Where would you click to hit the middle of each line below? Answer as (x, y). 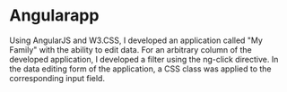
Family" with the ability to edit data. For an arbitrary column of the (131, 49)
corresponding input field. (57, 78)
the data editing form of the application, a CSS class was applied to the (140, 69)
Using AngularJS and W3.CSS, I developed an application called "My (136, 40)
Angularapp (54, 16)
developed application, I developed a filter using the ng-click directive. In (144, 59)
